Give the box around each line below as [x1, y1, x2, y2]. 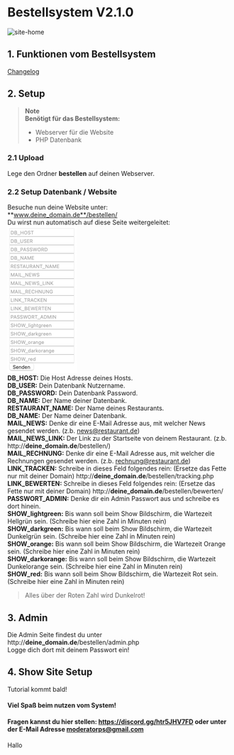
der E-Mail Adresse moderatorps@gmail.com [7, 724, 144, 733]
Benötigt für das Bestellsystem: [24, 114, 121, 123]
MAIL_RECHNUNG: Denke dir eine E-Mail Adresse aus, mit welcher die [7, 449, 215, 458]
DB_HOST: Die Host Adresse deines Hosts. [7, 374, 133, 382]
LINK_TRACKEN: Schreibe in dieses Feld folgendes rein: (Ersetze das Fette [7, 464, 227, 473]
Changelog [7, 67, 40, 75]
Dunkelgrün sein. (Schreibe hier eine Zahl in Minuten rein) [7, 532, 176, 541]
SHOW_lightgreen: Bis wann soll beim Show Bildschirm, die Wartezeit [7, 509, 213, 518]
